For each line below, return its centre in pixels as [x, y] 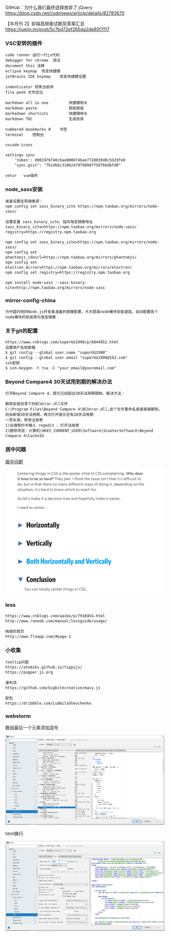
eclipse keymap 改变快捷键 [33, 71]
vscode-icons [19, 145]
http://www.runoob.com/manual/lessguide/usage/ [56, 621]
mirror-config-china [30, 300]
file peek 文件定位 [24, 93]
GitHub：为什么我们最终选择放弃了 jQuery [49, 7]
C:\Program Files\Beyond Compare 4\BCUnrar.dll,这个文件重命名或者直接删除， [84, 409]
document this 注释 [25, 66]
